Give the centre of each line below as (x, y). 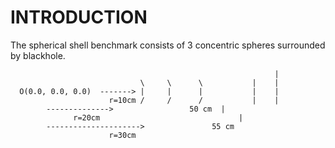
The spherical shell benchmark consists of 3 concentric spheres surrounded (168, 45)
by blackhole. (38, 55)
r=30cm (122, 135)
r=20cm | (158, 117)
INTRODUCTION (79, 17)
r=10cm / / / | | (194, 100)
